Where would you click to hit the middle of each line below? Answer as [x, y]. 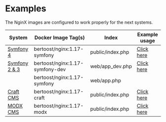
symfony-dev [50, 69]
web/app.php [106, 81]
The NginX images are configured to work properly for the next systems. [79, 22]
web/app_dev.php [111, 66]
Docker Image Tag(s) [60, 38]
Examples [26, 9]
